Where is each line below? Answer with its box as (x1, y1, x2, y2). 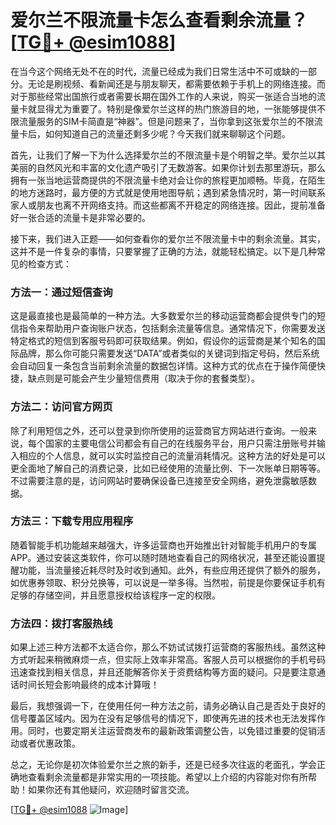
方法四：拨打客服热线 (10, 616, 113, 630)
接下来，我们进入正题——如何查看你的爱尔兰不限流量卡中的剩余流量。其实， (10, 232, 326, 245)
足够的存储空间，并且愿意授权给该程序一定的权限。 (10, 589, 221, 601)
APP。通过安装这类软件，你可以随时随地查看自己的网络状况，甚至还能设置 (10, 551, 317, 563)
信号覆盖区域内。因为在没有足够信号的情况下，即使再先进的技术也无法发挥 (10, 712, 317, 725)
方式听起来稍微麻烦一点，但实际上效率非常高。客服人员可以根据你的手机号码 (10, 654, 326, 666)
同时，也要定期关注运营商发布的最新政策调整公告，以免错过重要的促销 (27, 725, 317, 737)
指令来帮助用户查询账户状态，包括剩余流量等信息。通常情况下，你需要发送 (18, 322, 326, 335)
